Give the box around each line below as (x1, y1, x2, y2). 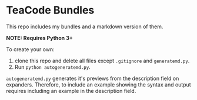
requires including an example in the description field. (6, 87, 136, 94)
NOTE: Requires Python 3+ (6, 34, 74, 41)
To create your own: (6, 45, 55, 53)
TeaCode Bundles (6, 4, 95, 17)
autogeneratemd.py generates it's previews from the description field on (6, 75, 179, 82)
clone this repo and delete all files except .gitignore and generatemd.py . (14, 57, 190, 64)
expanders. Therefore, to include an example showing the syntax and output (6, 81, 191, 88)
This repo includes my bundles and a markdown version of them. (6, 23, 163, 30)
